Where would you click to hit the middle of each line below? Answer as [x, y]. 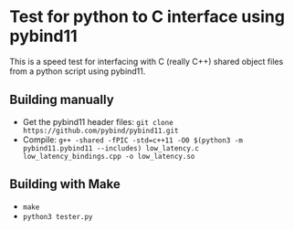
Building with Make [65, 184]
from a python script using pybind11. [78, 71]
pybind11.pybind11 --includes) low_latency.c [110, 148]
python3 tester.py [58, 216]
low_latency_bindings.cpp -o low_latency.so [109, 156]
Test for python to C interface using [147, 17]
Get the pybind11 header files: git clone [98, 121]
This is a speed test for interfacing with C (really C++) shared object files [147, 61]
